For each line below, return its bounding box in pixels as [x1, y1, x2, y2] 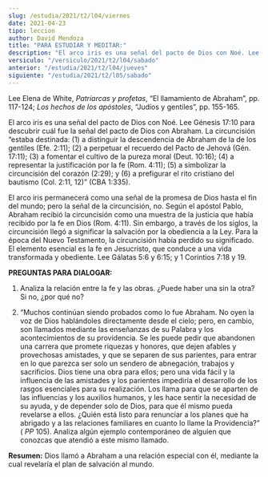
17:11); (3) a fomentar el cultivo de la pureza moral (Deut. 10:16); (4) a [8, 152, 234, 161]
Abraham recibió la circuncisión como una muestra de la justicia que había [8, 209, 254, 219]
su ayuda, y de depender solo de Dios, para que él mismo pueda [19, 401, 234, 410]
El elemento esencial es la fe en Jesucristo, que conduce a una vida [8, 244, 232, 253]
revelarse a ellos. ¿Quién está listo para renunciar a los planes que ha [19, 410, 249, 419]
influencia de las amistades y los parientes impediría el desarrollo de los [19, 375, 258, 385]
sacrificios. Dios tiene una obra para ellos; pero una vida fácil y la [19, 366, 235, 377]
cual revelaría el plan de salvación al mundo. [8, 459, 154, 469]
